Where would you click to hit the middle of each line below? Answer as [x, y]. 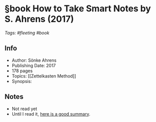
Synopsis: [22, 81]
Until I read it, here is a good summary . [51, 114]
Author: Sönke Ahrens [34, 60]
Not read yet [24, 109]
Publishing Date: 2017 [34, 65]
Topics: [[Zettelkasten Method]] [44, 76]
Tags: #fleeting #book [27, 33]
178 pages [22, 71]
